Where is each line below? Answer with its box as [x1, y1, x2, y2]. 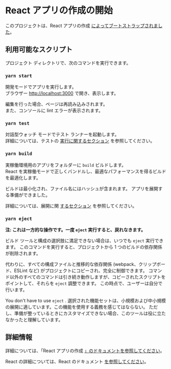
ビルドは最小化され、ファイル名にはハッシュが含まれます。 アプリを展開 [5, 185, 158, 191]
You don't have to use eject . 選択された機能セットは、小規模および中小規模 [5, 297, 166, 304]
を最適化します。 [5, 175, 41, 181]
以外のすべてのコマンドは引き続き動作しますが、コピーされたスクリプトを [9, 274, 166, 280]
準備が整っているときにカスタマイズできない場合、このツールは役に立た [14, 310, 166, 316]
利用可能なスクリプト [5, 45, 72, 54]
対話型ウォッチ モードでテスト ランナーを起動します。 [5, 131, 119, 138]
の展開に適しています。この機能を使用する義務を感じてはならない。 [5, 304, 148, 310]
